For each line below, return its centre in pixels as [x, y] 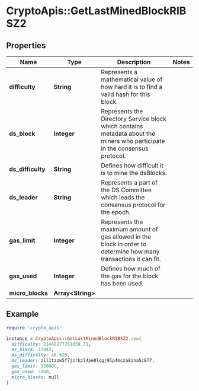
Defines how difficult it [132, 166]
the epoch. [115, 212]
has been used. [122, 283]
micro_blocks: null [36, 377]
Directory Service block [134, 119]
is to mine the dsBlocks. [134, 173]
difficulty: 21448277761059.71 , [52, 344]
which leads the [123, 197]
